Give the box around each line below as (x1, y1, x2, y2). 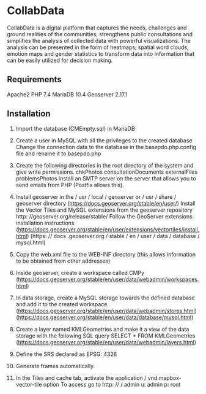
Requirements (7, 74, 62, 85)
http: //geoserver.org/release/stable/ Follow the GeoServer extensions (15, 212, 193, 220)
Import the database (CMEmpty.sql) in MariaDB (15, 125, 135, 132)
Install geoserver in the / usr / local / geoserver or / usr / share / (15, 193, 177, 200)
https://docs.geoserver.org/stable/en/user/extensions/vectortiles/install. (18, 225, 200, 233)
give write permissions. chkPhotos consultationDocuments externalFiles (15, 168, 198, 176)
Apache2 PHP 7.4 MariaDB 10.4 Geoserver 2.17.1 (7, 90, 128, 98)
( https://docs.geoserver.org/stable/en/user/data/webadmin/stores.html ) (15, 307, 197, 314)
